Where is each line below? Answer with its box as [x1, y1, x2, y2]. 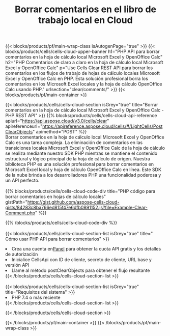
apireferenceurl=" [5, 123, 43, 129]
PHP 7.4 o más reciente [12, 294, 61, 301]
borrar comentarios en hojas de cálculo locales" [5, 193, 106, 200]
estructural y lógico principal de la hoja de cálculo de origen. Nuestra [5, 156, 150, 162]
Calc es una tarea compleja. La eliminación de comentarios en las [5, 139, 143, 146]
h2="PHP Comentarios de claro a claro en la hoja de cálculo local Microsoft [5, 60, 164, 66]
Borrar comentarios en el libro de [14, 4, 157, 15]
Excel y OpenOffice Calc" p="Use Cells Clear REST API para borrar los [5, 65, 153, 71]
